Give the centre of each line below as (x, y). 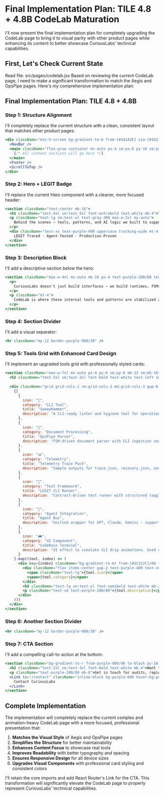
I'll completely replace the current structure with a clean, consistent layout (80, 126)
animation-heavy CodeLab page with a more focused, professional (72, 723)
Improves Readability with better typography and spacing (71, 753)
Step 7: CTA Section (29, 644)
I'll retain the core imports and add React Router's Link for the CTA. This (77, 778)
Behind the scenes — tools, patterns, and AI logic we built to (81, 222)
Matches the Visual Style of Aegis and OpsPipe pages (67, 737)
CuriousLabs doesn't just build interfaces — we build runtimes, (82, 286)
